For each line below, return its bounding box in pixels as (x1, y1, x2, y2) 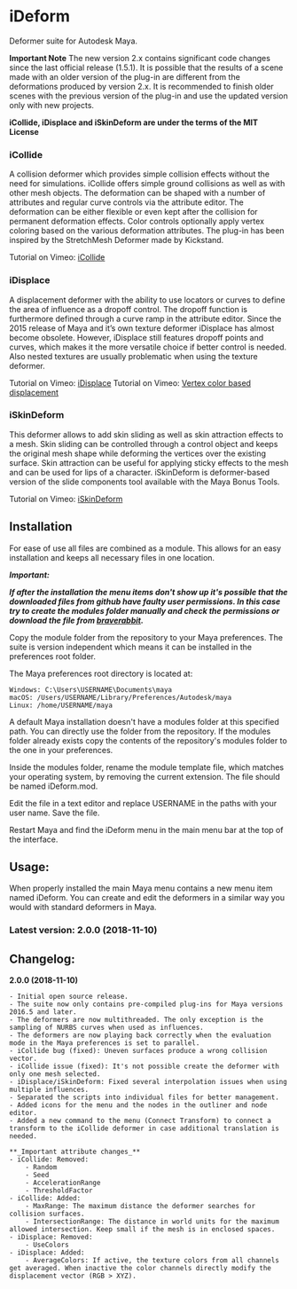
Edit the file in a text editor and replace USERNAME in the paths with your (9, 798, 277, 808)
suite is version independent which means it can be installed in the (9, 641, 253, 652)
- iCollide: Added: (9, 1194, 82, 1203)
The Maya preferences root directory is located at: (9, 668, 193, 679)
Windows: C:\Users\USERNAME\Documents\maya (9, 685, 173, 694)
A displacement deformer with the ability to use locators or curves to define (9, 295, 285, 305)
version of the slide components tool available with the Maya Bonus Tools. (9, 476, 280, 487)
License (9, 126, 40, 137)
